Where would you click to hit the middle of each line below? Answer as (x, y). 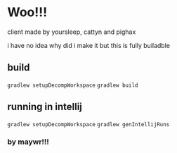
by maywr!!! (28, 142)
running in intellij (45, 107)
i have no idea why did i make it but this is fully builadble (89, 45)
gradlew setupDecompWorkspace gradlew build (73, 85)
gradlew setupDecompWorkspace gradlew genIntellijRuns (88, 124)
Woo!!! (27, 12)
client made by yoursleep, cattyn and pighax (72, 32)
